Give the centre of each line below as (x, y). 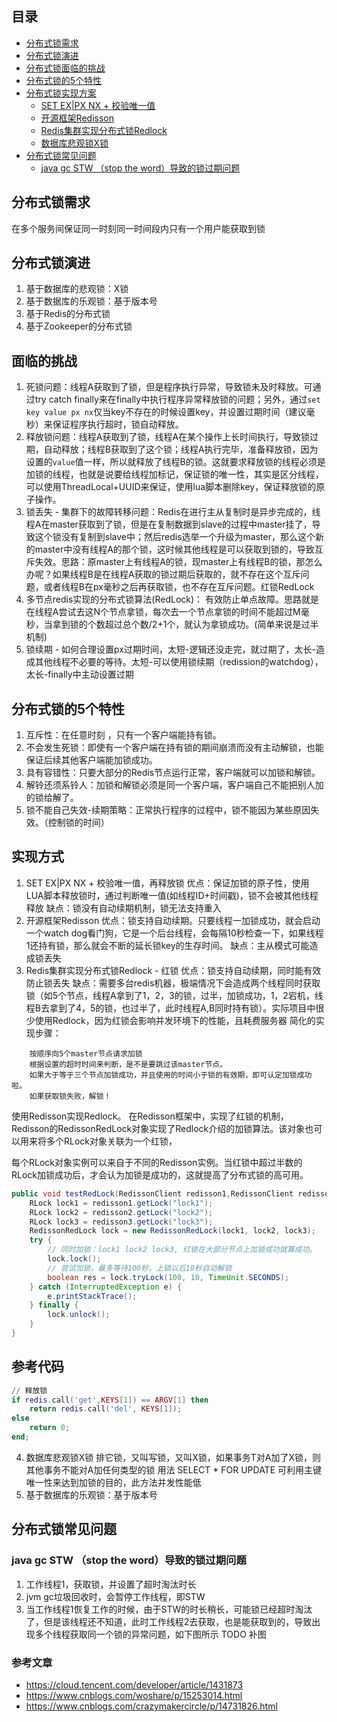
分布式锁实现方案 (61, 93)
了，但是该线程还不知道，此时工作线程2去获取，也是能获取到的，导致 (169, 1621)
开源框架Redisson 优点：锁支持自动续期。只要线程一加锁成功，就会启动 (173, 920)
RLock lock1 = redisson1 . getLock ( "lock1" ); (121, 1203)
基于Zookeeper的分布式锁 (79, 326)
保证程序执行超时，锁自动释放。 (118, 424)
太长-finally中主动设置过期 (79, 674)
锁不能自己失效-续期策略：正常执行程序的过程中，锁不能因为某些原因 (168, 810)
